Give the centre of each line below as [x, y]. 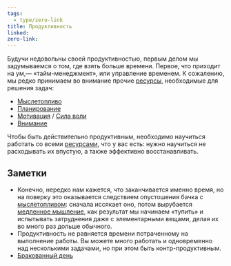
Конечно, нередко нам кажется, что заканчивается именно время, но [120, 190]
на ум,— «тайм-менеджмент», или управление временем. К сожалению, [116, 74]
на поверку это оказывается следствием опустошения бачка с [110, 196]
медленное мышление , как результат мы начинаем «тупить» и [110, 212]
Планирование [39, 109]
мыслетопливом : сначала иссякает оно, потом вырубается [105, 204]
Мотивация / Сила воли [52, 116]
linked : [18, 33]
